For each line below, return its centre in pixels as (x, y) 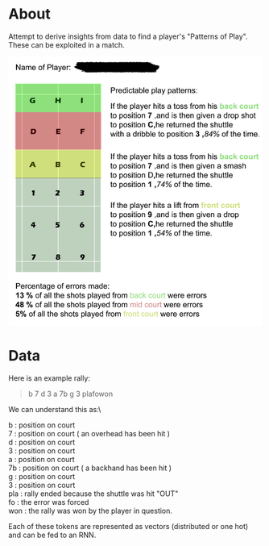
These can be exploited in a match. (66, 44)
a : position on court (41, 460)
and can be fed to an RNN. (52, 535)
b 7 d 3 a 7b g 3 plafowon (70, 394)
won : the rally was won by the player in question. (91, 511)
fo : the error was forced (49, 502)
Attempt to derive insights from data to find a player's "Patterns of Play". (128, 36)
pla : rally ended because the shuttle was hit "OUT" (93, 494)
